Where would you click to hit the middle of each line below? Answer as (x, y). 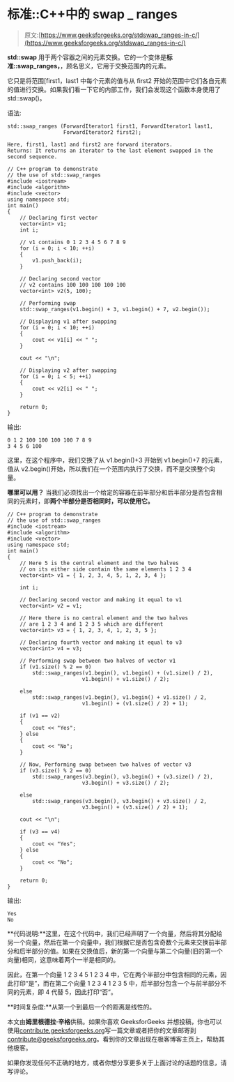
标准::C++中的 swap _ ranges (92, 14)
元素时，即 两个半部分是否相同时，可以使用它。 (86, 501)
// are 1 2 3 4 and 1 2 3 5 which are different (92, 624)
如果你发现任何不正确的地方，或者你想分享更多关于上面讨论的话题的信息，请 (117, 1062)
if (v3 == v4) (40, 832)
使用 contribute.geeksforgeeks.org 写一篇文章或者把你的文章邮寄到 (102, 1030)
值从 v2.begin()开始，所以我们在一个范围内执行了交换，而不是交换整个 (108, 469)
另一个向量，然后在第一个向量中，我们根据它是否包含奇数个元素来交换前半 (114, 942)
